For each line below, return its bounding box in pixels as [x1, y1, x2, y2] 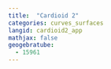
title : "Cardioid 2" [8, 11, 80, 20]
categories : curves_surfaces [8, 19, 104, 27]
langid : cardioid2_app [8, 26, 83, 34]
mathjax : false [8, 33, 58, 42]
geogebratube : [8, 41, 55, 49]
